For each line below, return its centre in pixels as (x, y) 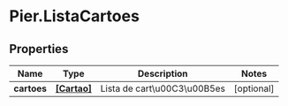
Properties (39, 49)
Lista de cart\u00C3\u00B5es (163, 88)
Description (163, 74)
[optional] (254, 88)
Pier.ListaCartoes (74, 16)
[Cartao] (74, 88)
